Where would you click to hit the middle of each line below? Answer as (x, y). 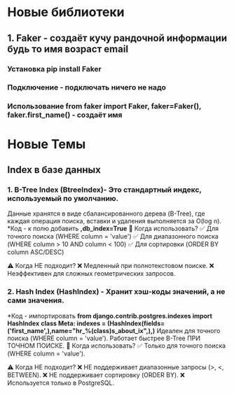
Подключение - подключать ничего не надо (87, 87)
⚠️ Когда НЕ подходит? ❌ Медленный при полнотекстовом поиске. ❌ (111, 266)
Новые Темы (47, 144)
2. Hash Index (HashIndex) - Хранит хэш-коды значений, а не (116, 292)
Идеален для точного (188, 330)
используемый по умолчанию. (63, 198)
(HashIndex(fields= (136, 323)
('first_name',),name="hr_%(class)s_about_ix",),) (81, 330)
